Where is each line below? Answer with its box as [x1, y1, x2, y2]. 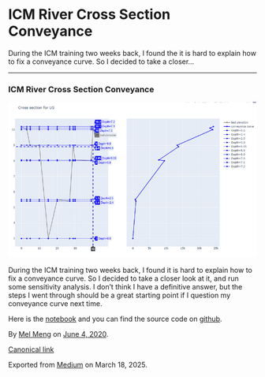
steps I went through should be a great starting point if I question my [8, 290, 231, 300]
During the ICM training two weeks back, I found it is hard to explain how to [8, 265, 252, 274]
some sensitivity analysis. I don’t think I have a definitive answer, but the [8, 282, 243, 291]
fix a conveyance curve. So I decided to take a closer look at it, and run [8, 274, 239, 283]
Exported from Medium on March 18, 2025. [8, 360, 147, 369]
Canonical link [8, 345, 54, 354]
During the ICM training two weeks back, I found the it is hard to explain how [8, 48, 256, 58]
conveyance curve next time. [8, 298, 103, 308]
